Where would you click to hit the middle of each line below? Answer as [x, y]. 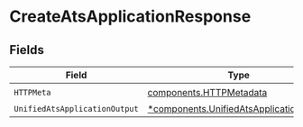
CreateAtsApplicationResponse [130, 17]
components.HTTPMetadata [207, 92]
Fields [27, 50]
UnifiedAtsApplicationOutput [76, 109]
